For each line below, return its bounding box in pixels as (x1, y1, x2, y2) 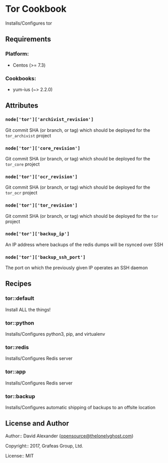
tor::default (5, 295, 35, 302)
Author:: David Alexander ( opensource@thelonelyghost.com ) (5, 433, 134, 439)
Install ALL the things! (5, 306, 51, 313)
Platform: (5, 50, 29, 57)
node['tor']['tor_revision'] (5, 203, 78, 208)
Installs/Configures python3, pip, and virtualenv (5, 331, 106, 337)
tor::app (5, 368, 26, 375)
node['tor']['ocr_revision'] (5, 174, 78, 179)
